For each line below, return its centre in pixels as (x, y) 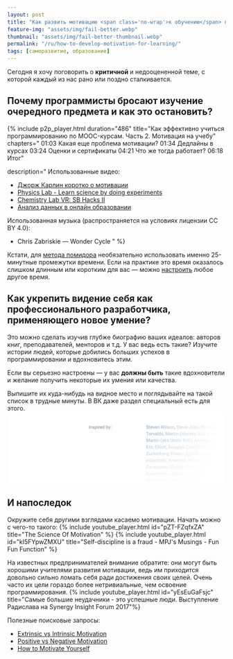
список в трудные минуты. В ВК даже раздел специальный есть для (109, 401)
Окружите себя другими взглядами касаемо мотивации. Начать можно (114, 520)
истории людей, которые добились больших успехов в (88, 352)
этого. (16, 408)
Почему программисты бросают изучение (105, 101)
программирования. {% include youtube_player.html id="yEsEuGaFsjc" (110, 592)
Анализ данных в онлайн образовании (74, 207)
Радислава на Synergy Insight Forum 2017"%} (74, 606)
